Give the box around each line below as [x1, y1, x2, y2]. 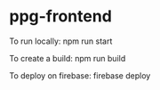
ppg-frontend [9, 6, 113, 27]
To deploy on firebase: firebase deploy [9, 70, 151, 81]
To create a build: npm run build [9, 53, 126, 63]
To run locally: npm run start [9, 36, 113, 46]
